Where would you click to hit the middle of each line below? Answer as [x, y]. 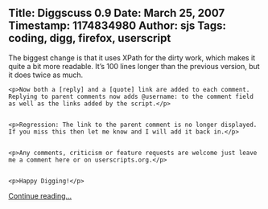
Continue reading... [40, 195]
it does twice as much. [46, 75]
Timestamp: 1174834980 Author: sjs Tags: [118, 26]
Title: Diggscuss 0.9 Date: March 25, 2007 [117, 13]
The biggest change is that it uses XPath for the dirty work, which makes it [132, 57]
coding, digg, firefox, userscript [90, 38]
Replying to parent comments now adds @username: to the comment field [131, 96]
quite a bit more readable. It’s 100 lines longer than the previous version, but [134, 66]
